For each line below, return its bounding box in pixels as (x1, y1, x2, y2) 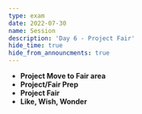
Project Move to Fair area (19, 71, 106, 80)
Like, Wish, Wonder (19, 97, 87, 106)
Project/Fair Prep (19, 79, 79, 89)
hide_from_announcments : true (8, 49, 111, 57)
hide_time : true (8, 42, 63, 50)
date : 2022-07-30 (8, 19, 67, 27)
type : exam (8, 11, 45, 20)
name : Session (8, 26, 56, 35)
